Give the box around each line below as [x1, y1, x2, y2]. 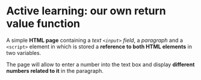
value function [6, 17, 81, 30]
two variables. [6, 49, 42, 56]
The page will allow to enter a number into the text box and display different [6, 61, 195, 68]
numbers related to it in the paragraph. [6, 67, 104, 74]
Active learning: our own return [6, 4, 167, 18]
